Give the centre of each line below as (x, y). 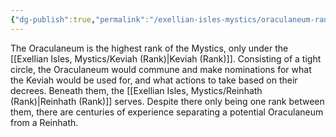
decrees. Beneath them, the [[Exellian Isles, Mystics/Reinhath (136, 90)
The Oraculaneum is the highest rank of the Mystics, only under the (149, 48)
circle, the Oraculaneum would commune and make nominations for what (161, 69)
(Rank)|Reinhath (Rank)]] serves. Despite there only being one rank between (167, 101)
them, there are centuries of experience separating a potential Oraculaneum (167, 112)
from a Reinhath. (44, 122)
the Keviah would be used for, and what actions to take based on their (154, 80)
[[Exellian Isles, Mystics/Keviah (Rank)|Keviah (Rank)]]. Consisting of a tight (166, 58)
